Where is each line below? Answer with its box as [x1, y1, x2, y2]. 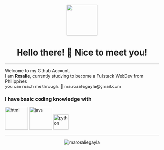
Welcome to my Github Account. [5, 67, 70, 73]
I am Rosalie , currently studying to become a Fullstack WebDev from [5, 73, 143, 79]
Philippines [5, 78, 27, 84]
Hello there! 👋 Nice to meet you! [16, 47, 148, 58]
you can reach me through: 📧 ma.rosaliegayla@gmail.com [5, 83, 121, 89]
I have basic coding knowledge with [5, 95, 92, 102]
